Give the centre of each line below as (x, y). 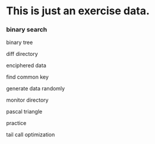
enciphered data (26, 65)
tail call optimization (31, 134)
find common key (28, 77)
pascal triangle (24, 112)
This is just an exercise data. (78, 11)
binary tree (20, 42)
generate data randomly (36, 89)
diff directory (22, 54)
